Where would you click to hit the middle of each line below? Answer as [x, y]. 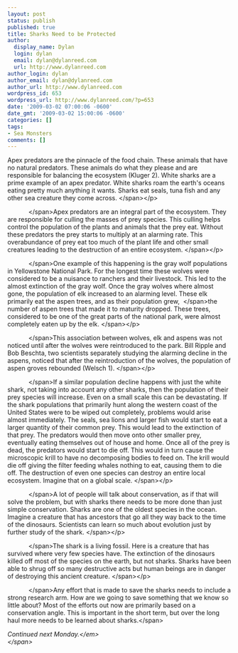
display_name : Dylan [44, 47]
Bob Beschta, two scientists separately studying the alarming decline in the [117, 353]
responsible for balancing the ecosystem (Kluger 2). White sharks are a [112, 175]
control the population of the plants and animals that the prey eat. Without [115, 227]
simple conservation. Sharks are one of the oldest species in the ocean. [112, 510]
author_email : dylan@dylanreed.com [60, 80]
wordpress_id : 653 [34, 93]
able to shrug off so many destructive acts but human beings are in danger [117, 569]
